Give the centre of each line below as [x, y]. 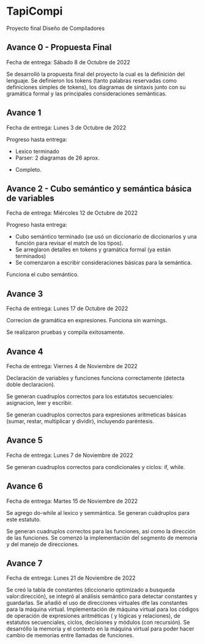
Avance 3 [25, 294]
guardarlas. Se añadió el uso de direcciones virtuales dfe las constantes [97, 603]
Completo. [28, 169]
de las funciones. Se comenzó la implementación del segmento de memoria [102, 538]
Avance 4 [25, 351]
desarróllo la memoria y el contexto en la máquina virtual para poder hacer [100, 629]
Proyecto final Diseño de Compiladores [56, 28]
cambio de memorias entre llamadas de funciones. [70, 635]
